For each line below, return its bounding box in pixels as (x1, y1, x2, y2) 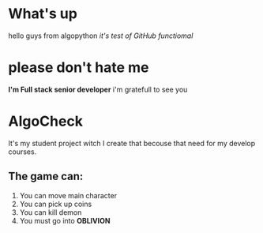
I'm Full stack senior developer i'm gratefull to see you (8, 85, 188, 94)
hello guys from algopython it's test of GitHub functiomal (8, 31, 193, 40)
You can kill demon (19, 207, 82, 217)
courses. (8, 147, 37, 156)
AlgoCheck (8, 112, 83, 130)
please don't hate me (8, 58, 149, 77)
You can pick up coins (19, 199, 92, 209)
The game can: (8, 170, 84, 183)
